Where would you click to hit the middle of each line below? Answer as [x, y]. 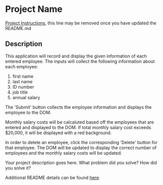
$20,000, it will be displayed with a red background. [59, 133]
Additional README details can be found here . [53, 178]
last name [22, 81]
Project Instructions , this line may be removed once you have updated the [81, 23]
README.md [18, 28]
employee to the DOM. [28, 112]
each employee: [22, 66]
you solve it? [18, 168]
